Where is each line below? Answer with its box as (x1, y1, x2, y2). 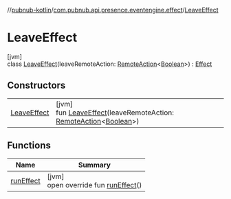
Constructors (7, 80, 66, 91)
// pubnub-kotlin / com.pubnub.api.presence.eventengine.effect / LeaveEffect (7, 6, 219, 14)
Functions (7, 140, 52, 152)
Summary (78, 160, 111, 169)
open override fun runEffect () (47, 180, 142, 189)
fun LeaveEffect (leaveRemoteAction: (56, 108, 174, 117)
